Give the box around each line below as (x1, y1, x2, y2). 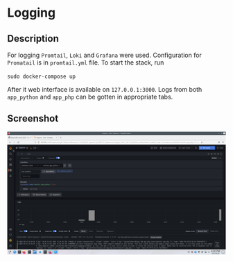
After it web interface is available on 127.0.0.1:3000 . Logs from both (7, 85, 202, 93)
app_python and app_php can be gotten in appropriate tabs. (7, 92, 173, 101)
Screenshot (7, 113, 59, 124)
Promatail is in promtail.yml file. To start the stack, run (7, 58, 164, 67)
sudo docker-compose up (7, 73, 76, 80)
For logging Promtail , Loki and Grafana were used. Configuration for (7, 51, 202, 59)
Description (7, 33, 59, 44)
